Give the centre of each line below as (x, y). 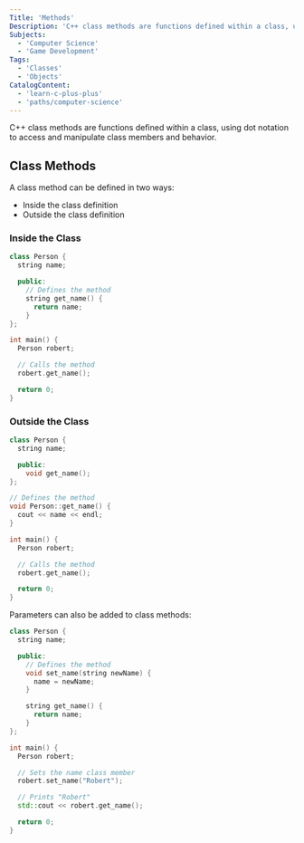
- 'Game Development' (58, 52)
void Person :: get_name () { (60, 507)
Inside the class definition (70, 206)
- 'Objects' (40, 77)
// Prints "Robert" (54, 798)
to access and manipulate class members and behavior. (113, 138)
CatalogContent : (40, 85)
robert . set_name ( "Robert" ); (71, 781)
